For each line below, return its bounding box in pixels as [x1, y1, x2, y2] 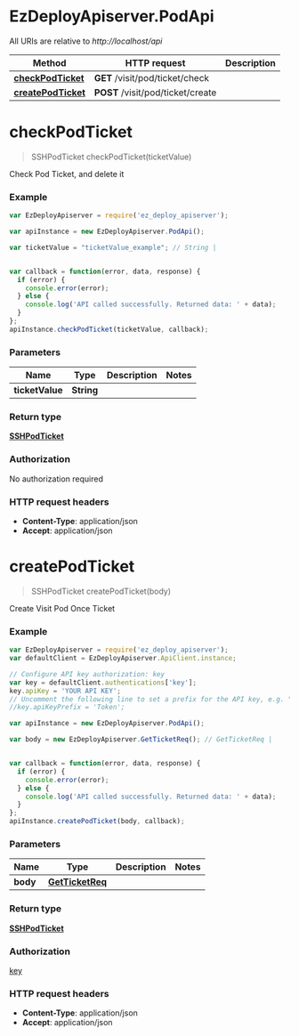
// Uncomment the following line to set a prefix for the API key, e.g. [9, 694, 285, 704]
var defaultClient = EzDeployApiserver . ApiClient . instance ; [9, 654, 238, 663]
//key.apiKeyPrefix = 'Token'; [9, 703, 125, 712]
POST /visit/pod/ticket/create [93, 86, 217, 99]
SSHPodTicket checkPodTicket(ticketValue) [30, 151, 192, 162]
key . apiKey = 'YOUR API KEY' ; [9, 686, 122, 695]
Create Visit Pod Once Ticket [9, 603, 116, 613]
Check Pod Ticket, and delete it [9, 168, 125, 179]
